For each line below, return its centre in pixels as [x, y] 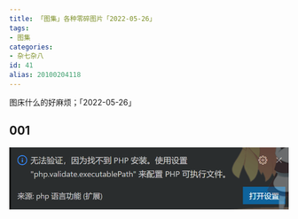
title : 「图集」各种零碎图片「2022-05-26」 [83, 19]
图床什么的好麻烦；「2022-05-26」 [73, 102]
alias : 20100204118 [45, 75]
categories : [31, 47]
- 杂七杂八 [27, 56]
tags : [19, 28]
